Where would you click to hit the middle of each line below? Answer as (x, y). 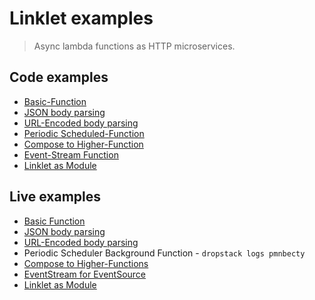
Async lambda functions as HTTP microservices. (134, 46)
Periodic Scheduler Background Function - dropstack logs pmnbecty (164, 253)
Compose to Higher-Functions (86, 263)
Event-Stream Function (71, 154)
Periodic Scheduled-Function (84, 133)
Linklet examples (81, 18)
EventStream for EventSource (85, 274)
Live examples (55, 197)
